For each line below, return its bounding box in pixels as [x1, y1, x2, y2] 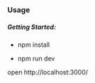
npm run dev [17, 54, 55, 62]
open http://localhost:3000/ [7, 67, 89, 76]
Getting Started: [7, 23, 57, 31]
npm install [17, 40, 50, 49]
